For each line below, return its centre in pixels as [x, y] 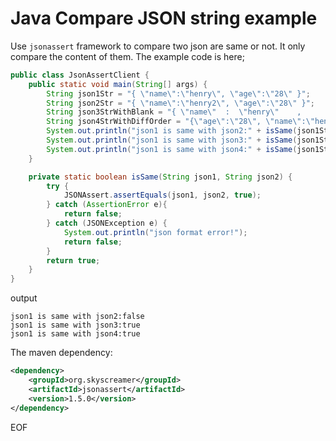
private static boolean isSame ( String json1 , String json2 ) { [160, 177]
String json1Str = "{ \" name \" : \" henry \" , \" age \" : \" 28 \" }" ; [178, 93]
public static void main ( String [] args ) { [118, 84]
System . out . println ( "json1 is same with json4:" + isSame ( [172, 149]
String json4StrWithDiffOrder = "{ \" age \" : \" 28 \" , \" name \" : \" [180, 122]
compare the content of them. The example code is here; [127, 56]
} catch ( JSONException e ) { [107, 223]
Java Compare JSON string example [164, 18]
